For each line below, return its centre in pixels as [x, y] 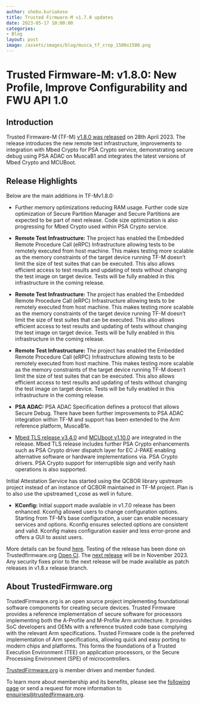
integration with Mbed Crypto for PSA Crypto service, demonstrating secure [100, 149]
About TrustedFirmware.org [59, 587]
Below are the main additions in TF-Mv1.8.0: [60, 195]
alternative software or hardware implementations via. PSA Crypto [96, 456]
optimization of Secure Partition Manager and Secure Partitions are [97, 213]
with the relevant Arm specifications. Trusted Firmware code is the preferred [100, 633]
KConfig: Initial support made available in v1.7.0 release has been [95, 505]
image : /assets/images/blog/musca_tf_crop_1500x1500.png [79, 46]
